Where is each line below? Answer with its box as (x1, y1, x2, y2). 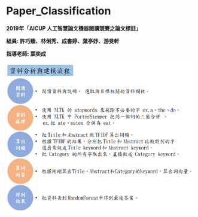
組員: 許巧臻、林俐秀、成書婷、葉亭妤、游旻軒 (6, 37, 120, 44)
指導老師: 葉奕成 (6, 50, 46, 57)
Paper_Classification (6, 4, 111, 18)
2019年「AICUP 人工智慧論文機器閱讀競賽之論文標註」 (6, 25, 142, 32)
